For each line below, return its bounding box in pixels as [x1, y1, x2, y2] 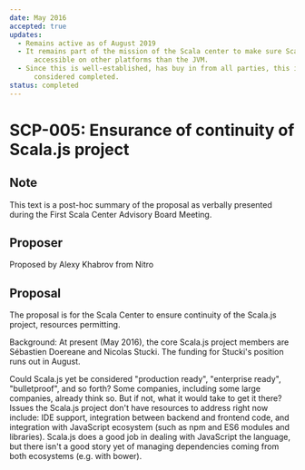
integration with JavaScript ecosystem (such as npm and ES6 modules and [9, 422, 290, 433]
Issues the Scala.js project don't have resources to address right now [9, 403, 269, 414]
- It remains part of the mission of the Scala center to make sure [17, 47, 282, 56]
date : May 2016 [9, 13, 67, 23]
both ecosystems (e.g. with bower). [9, 451, 143, 462]
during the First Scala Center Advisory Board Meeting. [9, 209, 212, 220]
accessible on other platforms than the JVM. [33, 55, 209, 64]
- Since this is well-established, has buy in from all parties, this [17, 64, 290, 73]
